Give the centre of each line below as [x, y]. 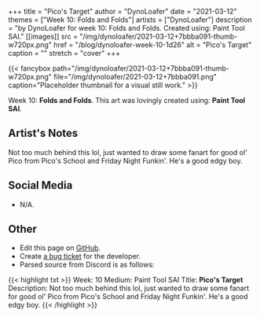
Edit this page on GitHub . [60, 248]
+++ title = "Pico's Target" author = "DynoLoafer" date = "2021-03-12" [123, 11]
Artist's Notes [43, 133]
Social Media [40, 185]
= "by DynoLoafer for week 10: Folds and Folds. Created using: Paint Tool [126, 28]
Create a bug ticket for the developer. [80, 256]
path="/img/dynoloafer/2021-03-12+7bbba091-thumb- [141, 68]
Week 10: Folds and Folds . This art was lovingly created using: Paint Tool [127, 100]
